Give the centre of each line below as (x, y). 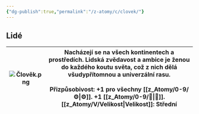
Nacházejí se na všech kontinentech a (119, 52)
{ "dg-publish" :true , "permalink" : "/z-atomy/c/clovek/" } (75, 12)
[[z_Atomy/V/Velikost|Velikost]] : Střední (119, 104)
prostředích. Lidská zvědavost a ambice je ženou (119, 60)
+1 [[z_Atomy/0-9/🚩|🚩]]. (129, 97)
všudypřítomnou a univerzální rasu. (119, 75)
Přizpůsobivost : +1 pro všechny (96, 90)
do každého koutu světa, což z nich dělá (119, 67)
